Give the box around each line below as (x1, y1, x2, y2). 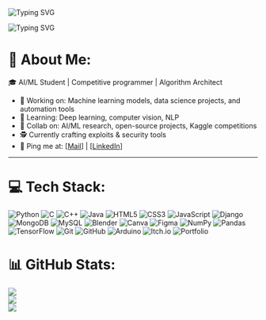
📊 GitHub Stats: (8, 256, 116, 274)
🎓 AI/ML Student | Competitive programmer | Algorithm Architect (8, 77, 223, 86)
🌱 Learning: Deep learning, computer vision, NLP (19, 112, 180, 122)
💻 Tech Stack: (8, 178, 106, 196)
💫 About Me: (8, 51, 92, 69)
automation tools (19, 104, 75, 113)
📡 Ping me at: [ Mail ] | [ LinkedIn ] (19, 141, 123, 150)
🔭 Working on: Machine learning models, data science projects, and (19, 95, 241, 105)
